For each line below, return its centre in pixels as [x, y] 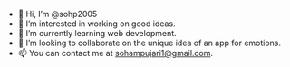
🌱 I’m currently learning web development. [97, 33]
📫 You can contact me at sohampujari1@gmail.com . [116, 53]
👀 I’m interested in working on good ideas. [97, 24]
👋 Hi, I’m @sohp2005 [58, 14]
